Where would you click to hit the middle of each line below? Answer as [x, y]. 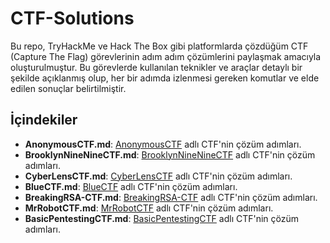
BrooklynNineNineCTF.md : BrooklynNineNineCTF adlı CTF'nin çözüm [170, 154]
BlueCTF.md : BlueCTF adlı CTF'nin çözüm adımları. [131, 186]
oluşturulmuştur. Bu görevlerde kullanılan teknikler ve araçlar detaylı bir [156, 67]
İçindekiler [44, 120]
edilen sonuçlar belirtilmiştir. [68, 88]
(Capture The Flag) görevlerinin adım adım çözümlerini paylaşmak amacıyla [166, 56]
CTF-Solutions [72, 18]
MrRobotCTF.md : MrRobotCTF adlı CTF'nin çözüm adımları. [149, 208]
